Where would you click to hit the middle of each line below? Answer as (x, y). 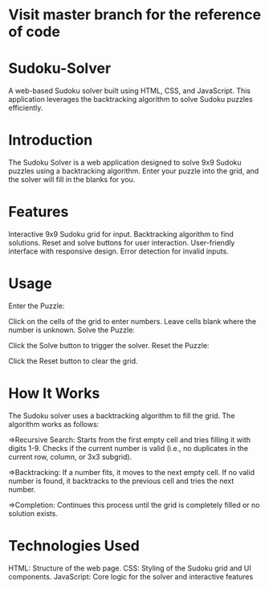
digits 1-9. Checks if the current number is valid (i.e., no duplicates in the (128, 448)
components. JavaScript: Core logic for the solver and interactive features (131, 576)
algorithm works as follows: (54, 424)
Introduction (51, 140)
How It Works (54, 394)
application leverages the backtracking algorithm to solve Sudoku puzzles (130, 100)
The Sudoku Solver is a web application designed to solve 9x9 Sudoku (125, 163)
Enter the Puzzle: (37, 306)
